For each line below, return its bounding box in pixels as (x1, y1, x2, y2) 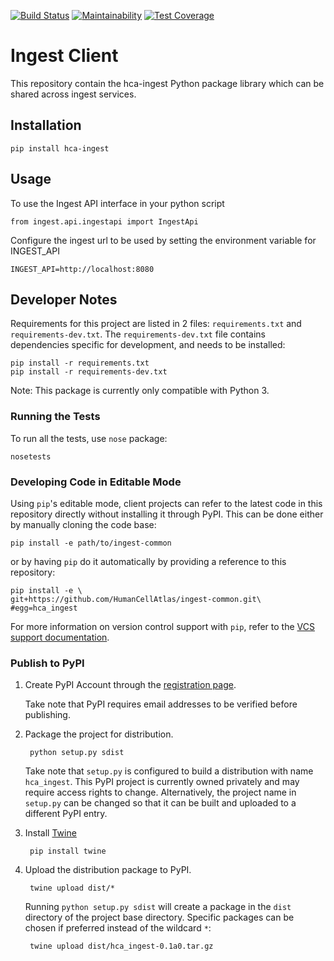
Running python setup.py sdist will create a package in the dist (24, 901, 292, 913)
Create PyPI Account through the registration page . (24, 679, 237, 691)
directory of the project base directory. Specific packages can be (24, 911, 295, 924)
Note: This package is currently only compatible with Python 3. (10, 385, 270, 397)
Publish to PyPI (10, 656, 85, 670)
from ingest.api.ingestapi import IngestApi (10, 216, 199, 227)
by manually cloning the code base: (10, 518, 157, 530)
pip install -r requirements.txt (10, 358, 150, 369)
